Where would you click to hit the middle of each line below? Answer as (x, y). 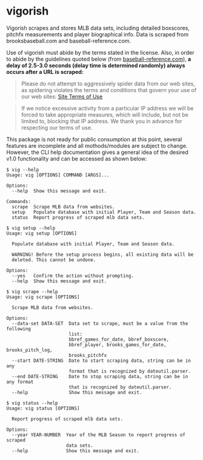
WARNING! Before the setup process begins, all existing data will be (103, 255)
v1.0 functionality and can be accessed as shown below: (77, 158)
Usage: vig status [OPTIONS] (43, 408)
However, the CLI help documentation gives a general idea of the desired (98, 152)
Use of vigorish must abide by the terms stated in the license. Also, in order (100, 52)
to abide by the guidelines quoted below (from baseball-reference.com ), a (99, 59)
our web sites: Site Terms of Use (62, 96)
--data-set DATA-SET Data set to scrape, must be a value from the (100, 323)
